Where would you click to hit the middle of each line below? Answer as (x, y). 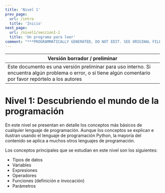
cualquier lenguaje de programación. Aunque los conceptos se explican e (80, 130)
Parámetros (24, 186)
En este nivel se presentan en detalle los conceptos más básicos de (74, 125)
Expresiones (25, 170)
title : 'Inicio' (26, 23)
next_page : (16, 28)
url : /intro (22, 19)
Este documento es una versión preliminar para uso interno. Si (79, 66)
